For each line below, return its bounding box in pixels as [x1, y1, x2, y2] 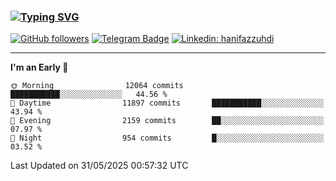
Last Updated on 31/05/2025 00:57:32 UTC [10, 160, 189, 172]
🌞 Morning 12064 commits [10, 81, 184, 91]
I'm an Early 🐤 [10, 61, 69, 74]
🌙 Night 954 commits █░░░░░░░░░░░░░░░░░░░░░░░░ [10, 133, 325, 144]
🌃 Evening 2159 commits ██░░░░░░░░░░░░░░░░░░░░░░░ [10, 116, 325, 126]
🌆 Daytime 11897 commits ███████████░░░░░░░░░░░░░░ [10, 98, 325, 109]
